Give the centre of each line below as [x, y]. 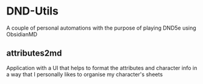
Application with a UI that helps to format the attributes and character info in [102, 68]
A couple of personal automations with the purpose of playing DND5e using [101, 28]
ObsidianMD [22, 34]
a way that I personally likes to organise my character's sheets [85, 74]
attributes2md [34, 53]
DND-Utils [33, 11]
